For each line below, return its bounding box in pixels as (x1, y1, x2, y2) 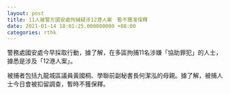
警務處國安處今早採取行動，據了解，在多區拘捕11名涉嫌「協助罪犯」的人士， (7, 48, 222, 57)
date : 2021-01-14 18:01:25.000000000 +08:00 (7, 22, 136, 29)
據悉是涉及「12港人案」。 (7, 57, 77, 65)
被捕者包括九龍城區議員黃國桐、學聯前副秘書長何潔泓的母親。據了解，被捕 (7, 72, 217, 80)
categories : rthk (7, 29, 57, 36)
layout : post (7, 10, 44, 17)
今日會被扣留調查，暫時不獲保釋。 (12, 80, 110, 89)
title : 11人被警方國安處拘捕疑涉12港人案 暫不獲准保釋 (7, 16, 149, 23)
